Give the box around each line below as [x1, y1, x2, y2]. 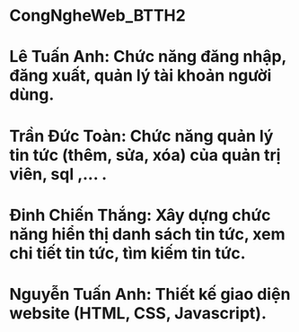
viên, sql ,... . [9, 163, 108, 184]
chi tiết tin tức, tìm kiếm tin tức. [9, 243, 246, 263]
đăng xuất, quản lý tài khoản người [9, 66, 272, 86]
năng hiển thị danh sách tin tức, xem [9, 223, 286, 244]
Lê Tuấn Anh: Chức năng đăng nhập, [9, 47, 287, 67]
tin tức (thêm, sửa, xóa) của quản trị [9, 144, 281, 165]
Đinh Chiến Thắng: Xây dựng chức [9, 205, 271, 225]
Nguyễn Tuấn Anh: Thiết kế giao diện [9, 284, 291, 304]
